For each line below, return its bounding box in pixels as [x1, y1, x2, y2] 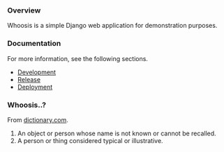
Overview [7, 6, 41, 15]
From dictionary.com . [7, 115, 68, 124]
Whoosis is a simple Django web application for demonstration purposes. [7, 22, 218, 30]
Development [17, 68, 57, 76]
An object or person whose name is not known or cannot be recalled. [17, 129, 216, 137]
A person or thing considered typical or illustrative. [17, 136, 163, 144]
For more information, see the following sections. [7, 54, 149, 62]
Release [17, 75, 40, 83]
